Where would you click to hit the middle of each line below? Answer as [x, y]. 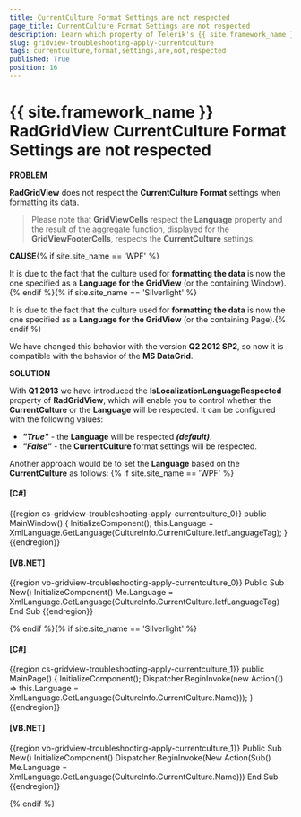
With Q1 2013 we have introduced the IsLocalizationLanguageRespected [146, 391]
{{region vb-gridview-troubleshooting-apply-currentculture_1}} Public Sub [146, 748]
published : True [39, 59]
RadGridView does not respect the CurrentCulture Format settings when [145, 192]
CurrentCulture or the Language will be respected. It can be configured [142, 409]
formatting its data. [44, 202]
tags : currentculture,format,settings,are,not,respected [118, 51]
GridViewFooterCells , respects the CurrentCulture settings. [143, 238]
